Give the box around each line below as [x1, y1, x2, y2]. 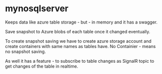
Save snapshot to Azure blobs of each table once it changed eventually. [5, 28, 151, 34]
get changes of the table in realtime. [5, 63, 79, 69]
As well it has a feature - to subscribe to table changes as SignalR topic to [5, 58, 155, 64]
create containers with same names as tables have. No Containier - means [5, 43, 156, 49]
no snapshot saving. [5, 49, 46, 54]
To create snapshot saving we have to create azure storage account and [5, 38, 152, 44]
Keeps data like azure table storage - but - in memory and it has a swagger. [5, 19, 158, 25]
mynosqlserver [5, 3, 69, 14]
